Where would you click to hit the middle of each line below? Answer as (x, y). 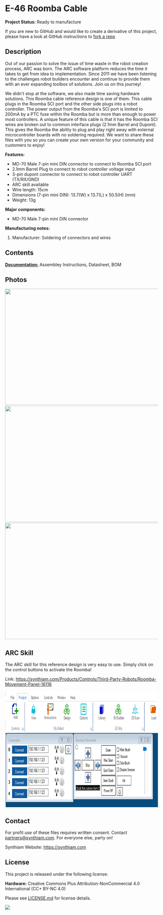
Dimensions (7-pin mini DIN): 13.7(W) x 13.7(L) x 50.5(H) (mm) (74, 195)
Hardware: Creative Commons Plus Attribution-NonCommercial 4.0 (72, 883)
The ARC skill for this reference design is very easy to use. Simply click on (79, 665)
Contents (19, 253)
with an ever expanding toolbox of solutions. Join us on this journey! (73, 84)
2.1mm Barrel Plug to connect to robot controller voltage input (73, 169)
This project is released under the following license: (57, 874)
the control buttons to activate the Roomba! (49, 670)
